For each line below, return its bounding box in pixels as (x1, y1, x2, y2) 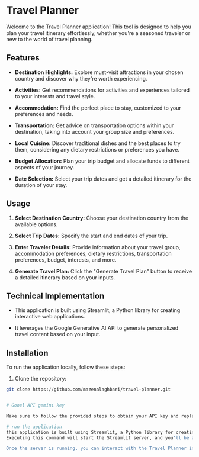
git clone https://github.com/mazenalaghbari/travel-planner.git (6, 387, 171, 392)
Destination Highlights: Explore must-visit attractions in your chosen (14, 69, 184, 76)
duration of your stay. (14, 181, 68, 188)
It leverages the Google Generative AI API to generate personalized (14, 324, 179, 332)
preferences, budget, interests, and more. (14, 256, 117, 263)
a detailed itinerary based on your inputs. (14, 273, 115, 281)
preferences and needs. (14, 110, 73, 117)
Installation (6, 347, 49, 358)
